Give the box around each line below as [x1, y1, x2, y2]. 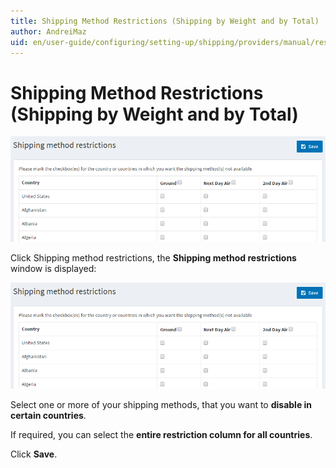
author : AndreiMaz [10, 26, 87, 37]
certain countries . [10, 409, 87, 421]
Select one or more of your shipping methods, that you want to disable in [10, 398, 313, 410]
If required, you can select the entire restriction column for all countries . [10, 428, 313, 440]
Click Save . [10, 448, 58, 460]
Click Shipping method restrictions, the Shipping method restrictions [10, 252, 297, 264]
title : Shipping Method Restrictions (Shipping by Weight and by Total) [10, 16, 320, 26]
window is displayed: [10, 263, 97, 275]
